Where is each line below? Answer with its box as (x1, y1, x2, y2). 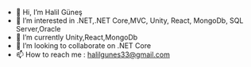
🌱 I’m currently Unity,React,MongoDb (15, 32, 138, 42)
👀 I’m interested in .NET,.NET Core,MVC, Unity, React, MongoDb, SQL (15, 16, 244, 25)
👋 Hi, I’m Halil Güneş (15, 8, 83, 17)
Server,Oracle (15, 24, 61, 33)
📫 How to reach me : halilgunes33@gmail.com (15, 50, 171, 59)
